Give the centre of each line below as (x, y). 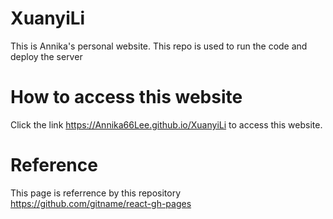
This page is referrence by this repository (96, 193)
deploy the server (46, 56)
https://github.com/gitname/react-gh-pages (101, 203)
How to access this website (126, 97)
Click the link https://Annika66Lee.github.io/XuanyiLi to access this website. (166, 124)
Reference (54, 165)
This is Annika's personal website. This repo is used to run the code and (159, 46)
